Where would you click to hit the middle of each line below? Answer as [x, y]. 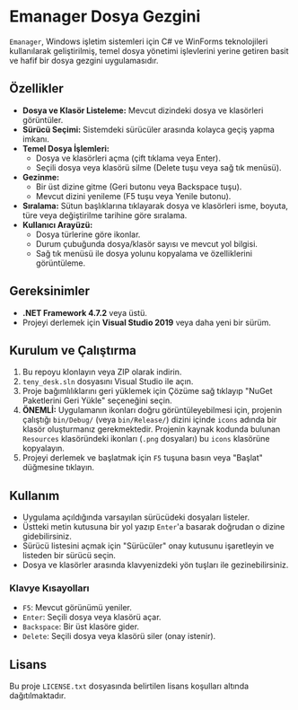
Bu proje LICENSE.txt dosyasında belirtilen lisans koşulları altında [129, 686]
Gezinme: [41, 177]
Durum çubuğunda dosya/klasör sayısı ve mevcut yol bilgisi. [147, 243]
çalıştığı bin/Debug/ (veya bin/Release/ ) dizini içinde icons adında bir [149, 420]
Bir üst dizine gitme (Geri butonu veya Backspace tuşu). [139, 187]
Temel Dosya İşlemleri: [66, 148]
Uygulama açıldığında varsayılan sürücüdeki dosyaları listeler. [136, 517]
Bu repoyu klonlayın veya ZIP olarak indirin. [102, 372]
